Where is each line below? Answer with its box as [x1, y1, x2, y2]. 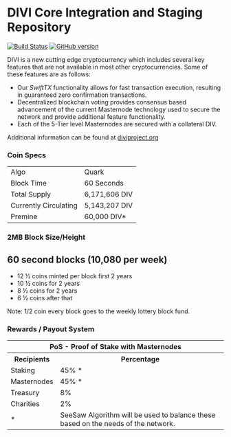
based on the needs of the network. [60, 419, 175, 429]
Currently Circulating [10, 201, 78, 210]
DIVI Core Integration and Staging [7, 5, 203, 21]
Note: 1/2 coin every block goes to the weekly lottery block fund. [7, 307, 190, 315]
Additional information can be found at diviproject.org [7, 133, 159, 142]
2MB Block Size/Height [7, 232, 86, 242]
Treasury [10, 388, 40, 398]
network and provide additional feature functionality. [16, 112, 166, 121]
